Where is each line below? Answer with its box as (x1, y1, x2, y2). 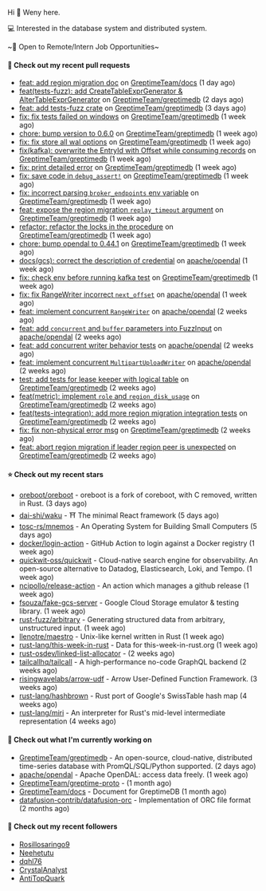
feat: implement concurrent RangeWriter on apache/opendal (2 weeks (18, 307, 248, 317)
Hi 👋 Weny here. (7, 8, 61, 17)
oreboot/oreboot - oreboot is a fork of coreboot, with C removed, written (18, 491, 257, 500)
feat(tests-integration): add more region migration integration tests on (18, 408, 248, 418)
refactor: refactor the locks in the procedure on (18, 222, 174, 231)
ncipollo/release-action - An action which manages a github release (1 (18, 581, 249, 590)
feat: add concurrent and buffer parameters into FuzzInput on (18, 324, 222, 333)
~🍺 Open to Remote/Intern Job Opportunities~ (7, 42, 160, 51)
